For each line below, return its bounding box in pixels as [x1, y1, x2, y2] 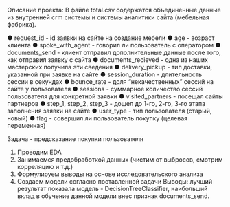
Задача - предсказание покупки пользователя [7, 135, 144, 143]
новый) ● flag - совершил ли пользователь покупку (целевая [7, 114, 188, 122]
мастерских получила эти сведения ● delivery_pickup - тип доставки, [7, 63, 213, 71]
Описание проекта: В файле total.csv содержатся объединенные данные [7, 6, 222, 14]
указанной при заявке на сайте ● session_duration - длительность [7, 70, 203, 78]
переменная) [7, 122, 46, 129]
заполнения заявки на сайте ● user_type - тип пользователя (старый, [7, 107, 212, 115]
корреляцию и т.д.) [16, 163, 73, 171]
